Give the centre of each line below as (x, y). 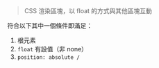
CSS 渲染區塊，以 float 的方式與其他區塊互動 (88, 11)
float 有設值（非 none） (52, 49)
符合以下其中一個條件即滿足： (50, 26)
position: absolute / (48, 58)
